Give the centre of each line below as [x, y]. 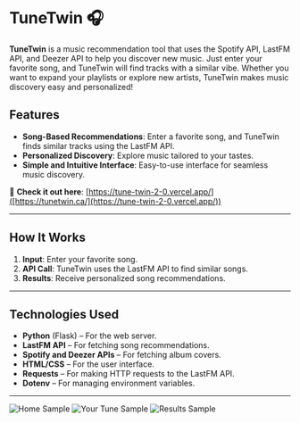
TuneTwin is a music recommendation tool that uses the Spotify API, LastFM [150, 49]
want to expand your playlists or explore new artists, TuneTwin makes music [149, 77]
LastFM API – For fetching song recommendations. [116, 345]
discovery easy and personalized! [71, 87]
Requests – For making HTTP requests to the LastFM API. [128, 374]
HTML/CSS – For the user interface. [88, 364]
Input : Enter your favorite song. [80, 259]
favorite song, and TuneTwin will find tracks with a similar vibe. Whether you [149, 68]
